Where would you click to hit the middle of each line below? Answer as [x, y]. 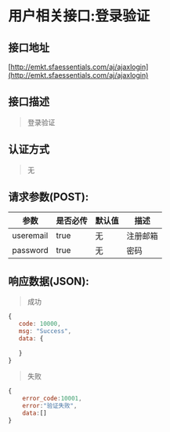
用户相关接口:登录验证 [79, 16]
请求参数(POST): [49, 197]
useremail [30, 236]
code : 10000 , [40, 324]
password [30, 251]
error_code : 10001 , [52, 399]
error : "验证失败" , [50, 406]
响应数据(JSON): [49, 281]
